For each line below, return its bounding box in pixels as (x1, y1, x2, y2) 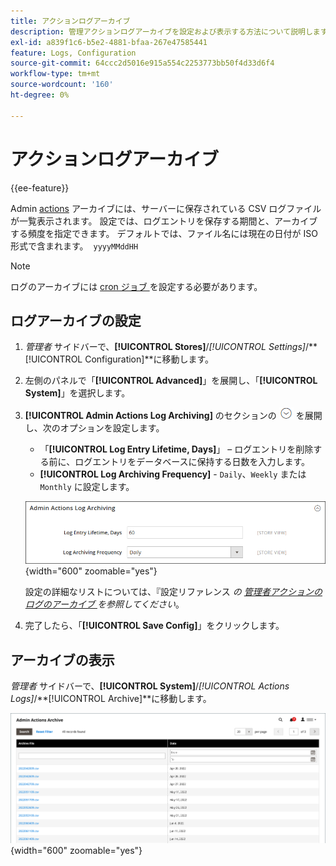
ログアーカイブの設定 (10, 312, 142, 329)
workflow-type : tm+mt (10, 69, 101, 79)
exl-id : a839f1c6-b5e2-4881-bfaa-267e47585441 (10, 37, 208, 47)
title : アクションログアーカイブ (10, 16, 131, 26)
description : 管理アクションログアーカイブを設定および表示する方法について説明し (10, 26, 313, 37)
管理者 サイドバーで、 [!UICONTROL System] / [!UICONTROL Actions (10, 680, 290, 692)
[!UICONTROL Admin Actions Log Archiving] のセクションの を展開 (24, 410, 323, 422)
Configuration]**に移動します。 (84, 353, 215, 365)
